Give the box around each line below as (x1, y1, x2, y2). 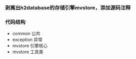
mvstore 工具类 (12, 49, 44, 55)
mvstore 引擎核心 (12, 43, 48, 49)
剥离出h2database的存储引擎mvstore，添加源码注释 (5, 4, 131, 11)
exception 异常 (12, 37, 43, 42)
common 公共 (12, 31, 41, 37)
